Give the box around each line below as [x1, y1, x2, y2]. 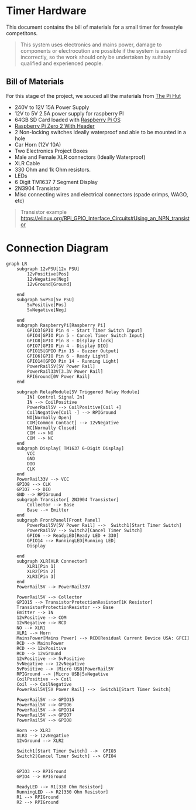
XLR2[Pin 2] [27, 569, 57, 574]
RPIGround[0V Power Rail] [27, 373, 91, 379]
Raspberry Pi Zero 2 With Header [14, 122, 95, 130]
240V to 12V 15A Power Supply [14, 104, 90, 111]
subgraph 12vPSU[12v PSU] [16, 266, 80, 272]
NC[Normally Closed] [27, 425, 77, 431]
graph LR [6, 261, 27, 267]
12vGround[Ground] [27, 281, 72, 287]
